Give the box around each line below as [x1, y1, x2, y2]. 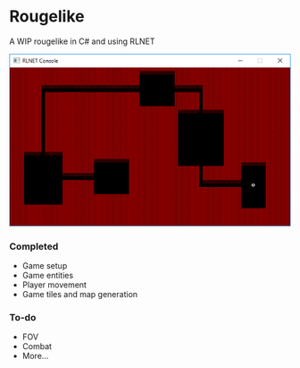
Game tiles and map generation [21, 288, 138, 299]
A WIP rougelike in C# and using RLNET [9, 36, 155, 47]
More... [21, 351, 49, 362]
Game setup [21, 260, 68, 270]
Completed [9, 240, 59, 252]
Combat [21, 341, 52, 352]
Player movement [21, 279, 87, 290]
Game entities [21, 270, 74, 280]
